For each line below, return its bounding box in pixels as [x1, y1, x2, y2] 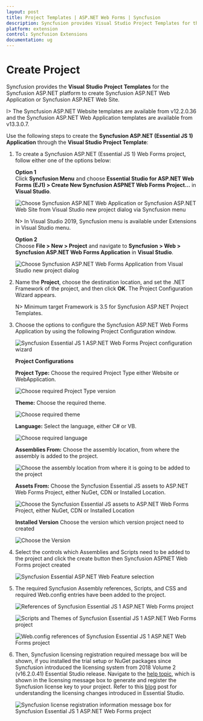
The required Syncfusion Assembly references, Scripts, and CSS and [14, 584, 187, 592]
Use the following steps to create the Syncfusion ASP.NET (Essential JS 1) [6, 132, 193, 139]
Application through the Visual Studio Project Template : [6, 139, 149, 146]
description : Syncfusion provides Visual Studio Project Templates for [6, 20, 190, 26]
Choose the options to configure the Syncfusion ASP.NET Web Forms [14, 321, 188, 328]
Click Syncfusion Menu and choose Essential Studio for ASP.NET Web [14, 175, 195, 182]
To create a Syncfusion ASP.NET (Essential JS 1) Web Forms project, [14, 150, 186, 157]
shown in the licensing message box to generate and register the [14, 676, 177, 683]
